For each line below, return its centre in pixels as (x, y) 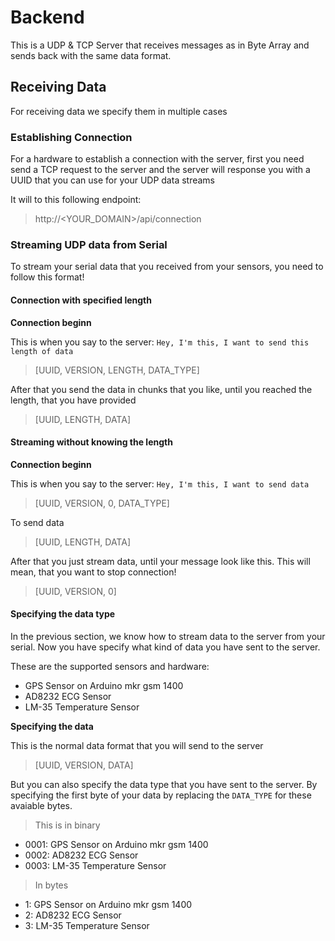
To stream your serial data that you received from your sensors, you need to (167, 267)
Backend (47, 17)
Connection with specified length (81, 300)
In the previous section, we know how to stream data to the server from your (168, 636)
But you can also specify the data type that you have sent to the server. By (164, 784)
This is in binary (67, 825)
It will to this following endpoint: (76, 200)
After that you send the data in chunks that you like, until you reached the (161, 389)
